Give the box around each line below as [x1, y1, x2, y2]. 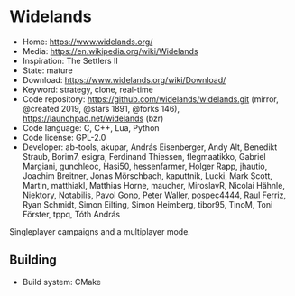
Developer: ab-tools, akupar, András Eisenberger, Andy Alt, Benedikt [22, 142, 278, 153]
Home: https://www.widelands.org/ [22, 36, 153, 47]
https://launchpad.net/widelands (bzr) [22, 113, 164, 124]
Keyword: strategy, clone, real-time [22, 84, 153, 95]
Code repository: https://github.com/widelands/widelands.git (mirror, [22, 93, 279, 105]
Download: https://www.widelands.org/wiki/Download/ [22, 74, 226, 85]
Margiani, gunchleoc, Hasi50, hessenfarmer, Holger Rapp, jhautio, [22, 161, 268, 171]
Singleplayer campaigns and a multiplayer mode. [9, 226, 191, 236]
